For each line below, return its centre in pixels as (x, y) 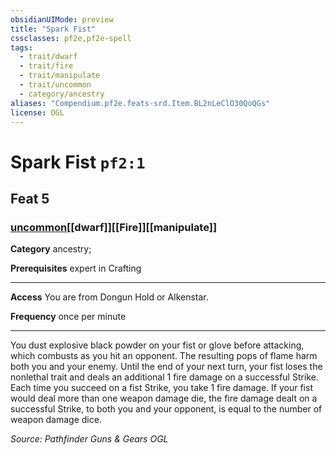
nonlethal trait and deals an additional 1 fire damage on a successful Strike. (164, 377)
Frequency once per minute (68, 317)
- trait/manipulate (60, 76)
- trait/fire (46, 66)
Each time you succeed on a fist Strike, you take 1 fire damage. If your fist (161, 388)
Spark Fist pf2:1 (78, 162)
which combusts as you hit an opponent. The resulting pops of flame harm (164, 356)
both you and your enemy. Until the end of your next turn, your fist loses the (166, 367)
